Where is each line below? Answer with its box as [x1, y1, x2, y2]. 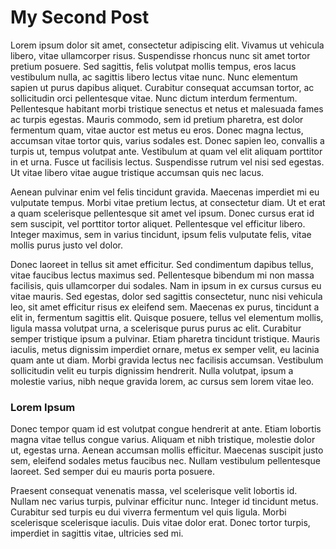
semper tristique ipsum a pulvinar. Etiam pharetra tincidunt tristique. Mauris [10, 332, 321, 345]
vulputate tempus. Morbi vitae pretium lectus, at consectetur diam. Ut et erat [10, 196, 326, 208]
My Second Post [10, 6, 150, 29]
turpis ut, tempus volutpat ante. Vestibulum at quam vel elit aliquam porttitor [10, 145, 323, 157]
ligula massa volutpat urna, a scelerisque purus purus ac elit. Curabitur [10, 322, 302, 334]
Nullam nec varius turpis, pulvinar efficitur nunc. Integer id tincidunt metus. [10, 496, 319, 508]
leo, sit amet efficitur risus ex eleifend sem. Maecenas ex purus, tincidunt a [10, 301, 320, 313]
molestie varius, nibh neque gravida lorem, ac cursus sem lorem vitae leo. [10, 375, 315, 387]
